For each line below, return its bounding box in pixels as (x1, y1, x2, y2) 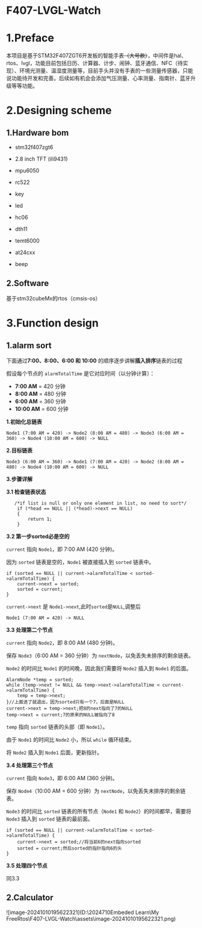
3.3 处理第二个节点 (6, 626, 53, 634)
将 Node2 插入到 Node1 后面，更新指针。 (6, 749, 103, 756)
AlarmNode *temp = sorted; (6, 676, 74, 682)
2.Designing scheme (6, 104, 112, 118)
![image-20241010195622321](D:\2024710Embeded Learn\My (6, 909, 159, 916)
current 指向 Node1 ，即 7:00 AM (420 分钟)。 (6, 545, 118, 553)
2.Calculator (6, 892, 54, 903)
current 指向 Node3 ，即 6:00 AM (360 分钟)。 (6, 774, 118, 781)
